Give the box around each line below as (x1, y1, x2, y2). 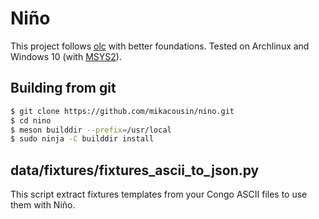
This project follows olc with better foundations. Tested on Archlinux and (10, 40, 310, 52)
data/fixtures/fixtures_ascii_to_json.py (10, 162, 260, 179)
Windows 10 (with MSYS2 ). (10, 50, 122, 62)
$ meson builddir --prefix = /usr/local (10, 125, 172, 135)
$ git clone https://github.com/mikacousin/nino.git (10, 106, 235, 116)
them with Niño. (10, 199, 76, 211)
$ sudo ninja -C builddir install (10, 134, 155, 144)
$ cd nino (10, 115, 52, 126)
